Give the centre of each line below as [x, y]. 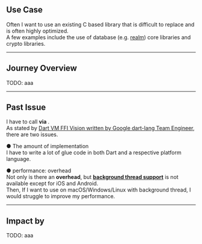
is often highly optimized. [38, 31]
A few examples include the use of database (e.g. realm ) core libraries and [99, 37]
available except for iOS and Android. [52, 184]
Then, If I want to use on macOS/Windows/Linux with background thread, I [99, 190]
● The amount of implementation [47, 146]
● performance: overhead [39, 170]
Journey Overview [41, 68]
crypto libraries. [26, 43]
